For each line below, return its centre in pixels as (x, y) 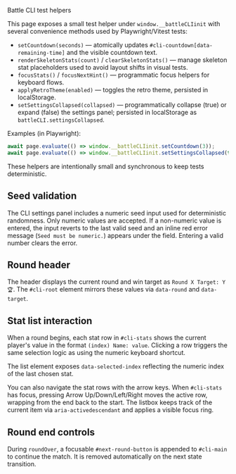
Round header (39, 264)
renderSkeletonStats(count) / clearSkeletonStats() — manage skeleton (122, 60)
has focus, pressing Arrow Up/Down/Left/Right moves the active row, (107, 395)
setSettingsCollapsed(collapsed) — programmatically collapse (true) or (122, 105)
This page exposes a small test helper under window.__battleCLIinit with (114, 24)
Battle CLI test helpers (39, 10)
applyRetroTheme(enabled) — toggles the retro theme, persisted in (113, 90)
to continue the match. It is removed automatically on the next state (105, 456)
